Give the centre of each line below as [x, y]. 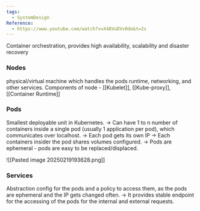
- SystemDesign [31, 17]
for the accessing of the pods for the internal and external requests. [90, 201]
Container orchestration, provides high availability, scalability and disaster [98, 46]
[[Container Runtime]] [33, 93]
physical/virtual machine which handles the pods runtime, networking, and [99, 81]
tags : [13, 12]
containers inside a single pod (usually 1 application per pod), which [90, 129]
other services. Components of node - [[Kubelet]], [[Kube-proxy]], [89, 87]
